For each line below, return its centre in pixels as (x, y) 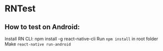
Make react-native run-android (38, 44)
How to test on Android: (42, 27)
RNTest (20, 9)
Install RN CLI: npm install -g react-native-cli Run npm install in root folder (81, 39)
